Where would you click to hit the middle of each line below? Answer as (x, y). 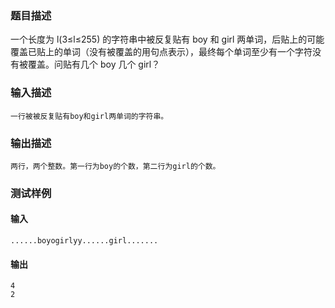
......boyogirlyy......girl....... (84, 241)
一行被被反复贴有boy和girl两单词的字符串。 (89, 116)
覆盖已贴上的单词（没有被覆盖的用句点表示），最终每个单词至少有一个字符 (161, 52)
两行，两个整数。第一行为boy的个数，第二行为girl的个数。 (115, 166)
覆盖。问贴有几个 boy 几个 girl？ (94, 64)
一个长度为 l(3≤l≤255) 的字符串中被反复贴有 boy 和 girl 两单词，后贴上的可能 (167, 39)
